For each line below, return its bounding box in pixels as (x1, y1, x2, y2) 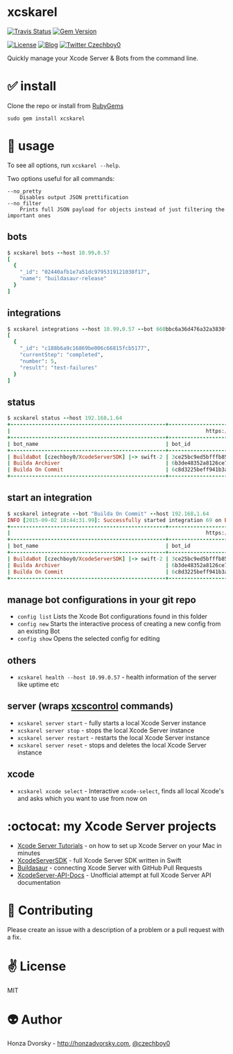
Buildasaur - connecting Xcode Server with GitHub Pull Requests (17, 863, 202, 872)
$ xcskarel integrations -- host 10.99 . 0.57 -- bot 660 (7, 325, 166, 333)
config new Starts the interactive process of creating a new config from (17, 620, 221, 628)
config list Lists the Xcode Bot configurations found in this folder (17, 612, 208, 621)
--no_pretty (7, 188, 42, 195)
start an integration (7, 492, 92, 503)
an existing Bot (17, 627, 60, 635)
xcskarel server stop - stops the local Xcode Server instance (17, 726, 195, 734)
